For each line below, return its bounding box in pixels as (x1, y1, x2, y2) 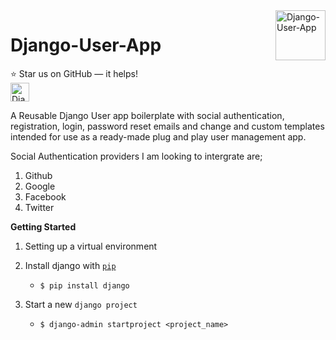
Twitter (24, 201, 55, 213)
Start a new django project (24, 298, 138, 310)
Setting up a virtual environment (24, 240, 158, 252)
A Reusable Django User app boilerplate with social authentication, (10, 109, 285, 121)
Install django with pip (24, 259, 117, 271)
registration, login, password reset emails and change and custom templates (10, 120, 325, 132)
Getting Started (10, 220, 77, 233)
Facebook (24, 190, 67, 203)
